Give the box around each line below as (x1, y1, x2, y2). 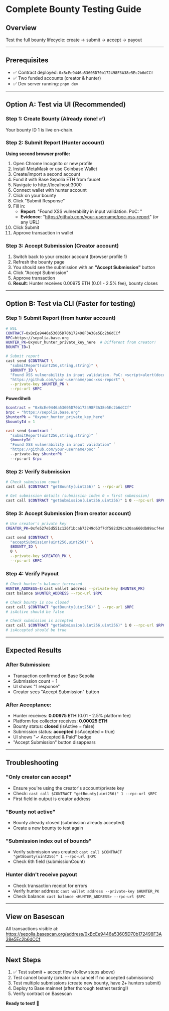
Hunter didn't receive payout (6, 871, 77, 878)
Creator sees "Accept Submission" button (13, 689, 99, 695)
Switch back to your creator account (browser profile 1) (13, 254, 127, 260)
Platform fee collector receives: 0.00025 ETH (13, 718, 108, 724)
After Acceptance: (6, 701, 52, 708)
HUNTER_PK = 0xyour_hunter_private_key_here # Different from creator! (6, 340, 156, 345)
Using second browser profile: (6, 151, 71, 157)
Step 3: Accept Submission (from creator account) (6, 510, 131, 517)
